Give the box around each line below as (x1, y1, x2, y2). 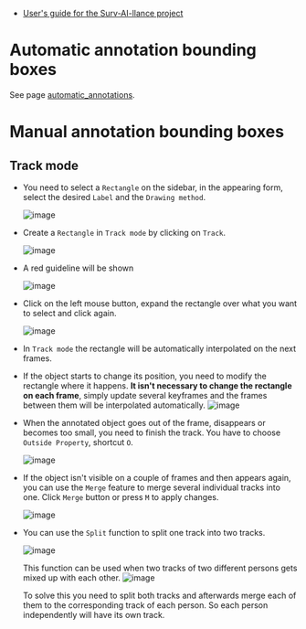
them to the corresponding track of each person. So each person (22, 599, 269, 611)
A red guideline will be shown (22, 262, 134, 273)
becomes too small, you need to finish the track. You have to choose (22, 427, 281, 438)
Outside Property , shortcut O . (22, 436, 134, 447)
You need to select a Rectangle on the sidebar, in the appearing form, (22, 182, 283, 193)
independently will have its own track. (22, 609, 165, 620)
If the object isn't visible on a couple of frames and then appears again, (22, 472, 291, 483)
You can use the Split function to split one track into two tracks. (22, 527, 266, 538)
